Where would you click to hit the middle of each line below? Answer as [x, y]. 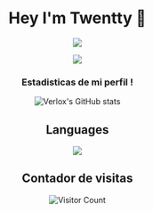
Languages [77, 130]
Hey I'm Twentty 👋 [77, 18]
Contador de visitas [77, 179]
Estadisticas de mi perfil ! [77, 82]
